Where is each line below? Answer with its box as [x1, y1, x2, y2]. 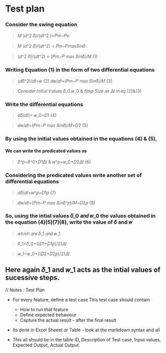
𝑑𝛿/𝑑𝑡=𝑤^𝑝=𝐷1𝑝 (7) [17, 189, 56, 195]
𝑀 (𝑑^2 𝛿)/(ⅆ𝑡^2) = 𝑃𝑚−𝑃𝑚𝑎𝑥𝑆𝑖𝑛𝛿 [17, 43, 86, 49]
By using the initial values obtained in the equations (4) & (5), [5, 135, 157, 142]
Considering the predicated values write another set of [5, 172, 142, 179]
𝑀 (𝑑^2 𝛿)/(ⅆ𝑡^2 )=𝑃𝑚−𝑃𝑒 [17, 33, 69, 39]
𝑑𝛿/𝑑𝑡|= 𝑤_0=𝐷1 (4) [17, 112, 57, 118]
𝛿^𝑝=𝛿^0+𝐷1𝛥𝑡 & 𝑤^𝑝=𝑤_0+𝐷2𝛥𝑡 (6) [17, 159, 92, 165]
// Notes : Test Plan [5, 287, 45, 293]
